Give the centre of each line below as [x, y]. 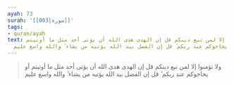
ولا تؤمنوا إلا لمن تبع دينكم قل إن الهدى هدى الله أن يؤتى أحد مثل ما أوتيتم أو [123, 66]
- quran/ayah [26, 33]
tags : [15, 27]
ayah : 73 [20, 14]
